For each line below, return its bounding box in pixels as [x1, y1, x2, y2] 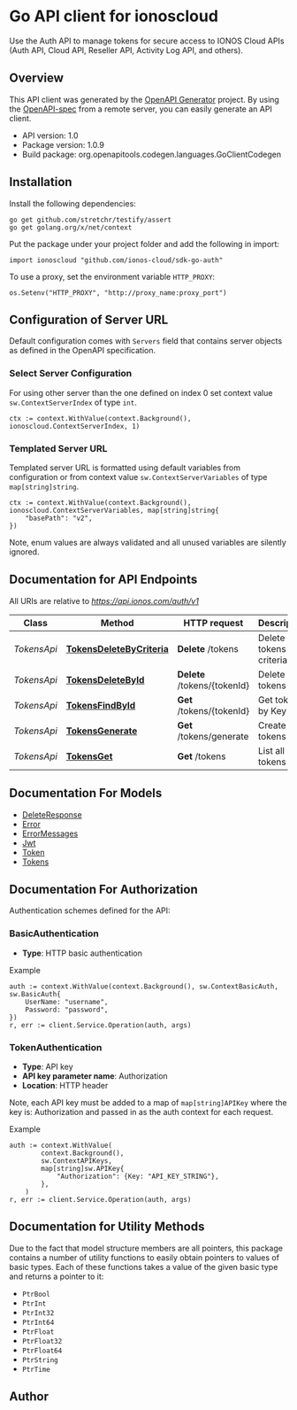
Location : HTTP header [21, 1081, 109, 1090]
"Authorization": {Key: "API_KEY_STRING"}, [56, 1172, 219, 1181]
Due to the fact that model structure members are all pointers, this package [9, 1243, 283, 1253]
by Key [257, 704, 287, 717]
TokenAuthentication [9, 1041, 103, 1053]
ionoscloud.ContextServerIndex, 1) [9, 422, 141, 430]
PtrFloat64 [21, 1346, 63, 1355]
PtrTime [21, 1365, 50, 1374]
